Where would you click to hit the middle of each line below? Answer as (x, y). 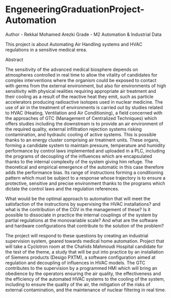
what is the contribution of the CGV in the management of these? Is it (78, 209)
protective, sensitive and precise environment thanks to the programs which (85, 183)
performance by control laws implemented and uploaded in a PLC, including (85, 151)
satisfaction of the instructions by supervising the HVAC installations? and (83, 204)
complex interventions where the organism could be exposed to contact (81, 80)
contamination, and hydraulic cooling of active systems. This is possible (81, 134)
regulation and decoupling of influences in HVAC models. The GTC (75, 263)
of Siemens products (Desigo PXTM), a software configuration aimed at (80, 257)
